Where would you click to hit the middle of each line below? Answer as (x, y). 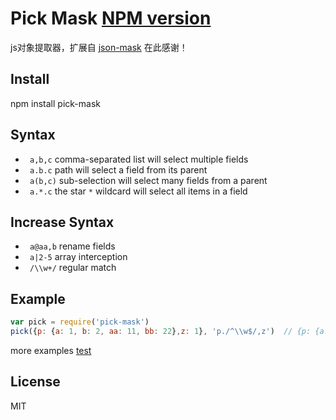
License (35, 382)
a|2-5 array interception (78, 257)
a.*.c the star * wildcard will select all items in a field (138, 191)
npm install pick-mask (55, 103)
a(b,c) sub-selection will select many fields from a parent (148, 180)
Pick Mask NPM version (111, 18)
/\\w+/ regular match (73, 268)
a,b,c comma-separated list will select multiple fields (139, 159)
